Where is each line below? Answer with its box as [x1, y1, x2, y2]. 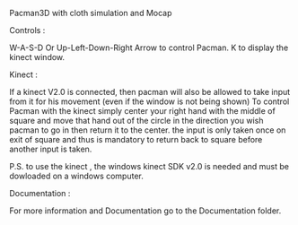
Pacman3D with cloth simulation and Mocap [9, 8, 172, 18]
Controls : [9, 25, 46, 35]
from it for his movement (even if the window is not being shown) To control [9, 96, 290, 107]
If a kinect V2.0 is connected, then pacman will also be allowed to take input [9, 87, 291, 97]
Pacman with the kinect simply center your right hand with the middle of [9, 106, 276, 116]
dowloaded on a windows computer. [9, 170, 144, 181]
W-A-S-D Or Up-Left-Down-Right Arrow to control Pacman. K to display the [9, 42, 289, 53]
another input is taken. [9, 143, 92, 154]
